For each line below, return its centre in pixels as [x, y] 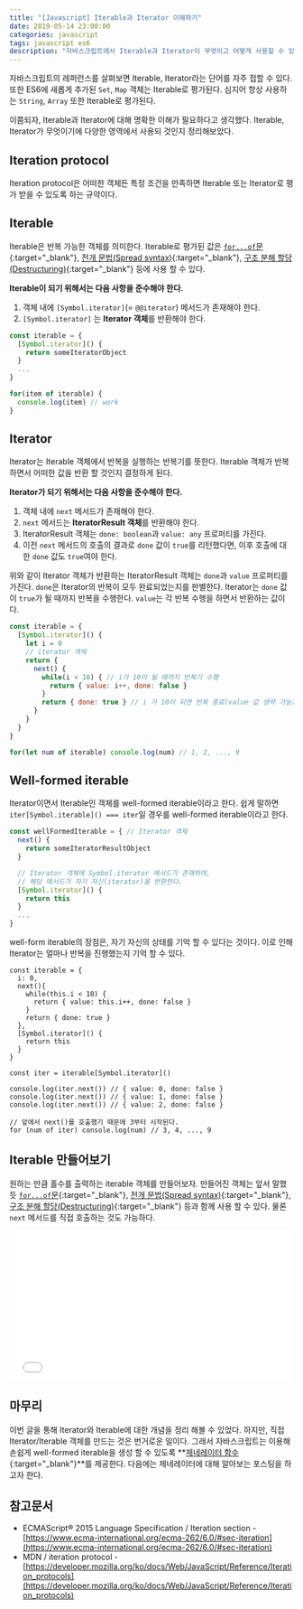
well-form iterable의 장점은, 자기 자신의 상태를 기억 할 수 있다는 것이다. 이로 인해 [151, 942]
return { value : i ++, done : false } [118, 686]
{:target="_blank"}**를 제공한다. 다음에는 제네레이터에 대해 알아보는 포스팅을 [146, 1464]
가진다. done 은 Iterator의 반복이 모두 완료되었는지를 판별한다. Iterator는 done [143, 587]
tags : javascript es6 [50, 43]
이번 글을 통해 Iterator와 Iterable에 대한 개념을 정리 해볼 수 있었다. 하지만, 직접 [147, 1429]
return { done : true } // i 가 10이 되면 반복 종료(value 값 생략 [159, 702]
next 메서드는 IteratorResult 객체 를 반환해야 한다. [111, 523]
